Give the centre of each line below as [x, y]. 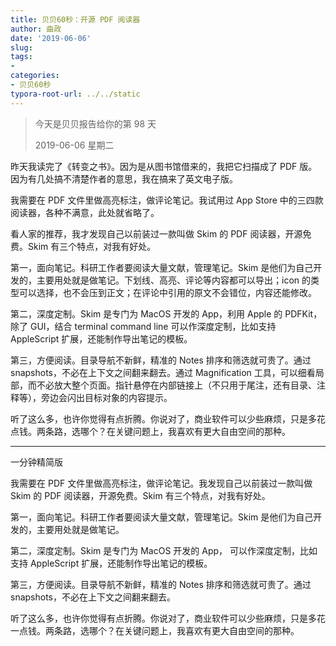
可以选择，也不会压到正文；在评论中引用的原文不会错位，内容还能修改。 [167, 292]
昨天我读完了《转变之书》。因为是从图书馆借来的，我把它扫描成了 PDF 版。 [164, 166]
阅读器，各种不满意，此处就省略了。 [85, 212]
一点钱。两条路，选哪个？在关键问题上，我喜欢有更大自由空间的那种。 [155, 630]
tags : [21, 57]
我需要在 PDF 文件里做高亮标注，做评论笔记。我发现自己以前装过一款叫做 [161, 483]
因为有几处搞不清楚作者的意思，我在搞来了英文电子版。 [124, 178]
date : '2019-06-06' [51, 38]
